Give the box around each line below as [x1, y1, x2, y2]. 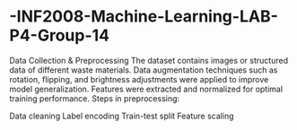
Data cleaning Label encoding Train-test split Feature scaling [9, 110, 234, 121]
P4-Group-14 [9, 25, 110, 46]
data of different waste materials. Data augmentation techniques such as [9, 65, 278, 75]
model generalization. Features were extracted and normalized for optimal [9, 83, 284, 94]
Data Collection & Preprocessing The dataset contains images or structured [9, 55, 289, 65]
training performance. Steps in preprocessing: [9, 92, 180, 104]
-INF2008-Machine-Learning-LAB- [9, 6, 278, 27]
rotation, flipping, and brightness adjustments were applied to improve [9, 74, 269, 84]
